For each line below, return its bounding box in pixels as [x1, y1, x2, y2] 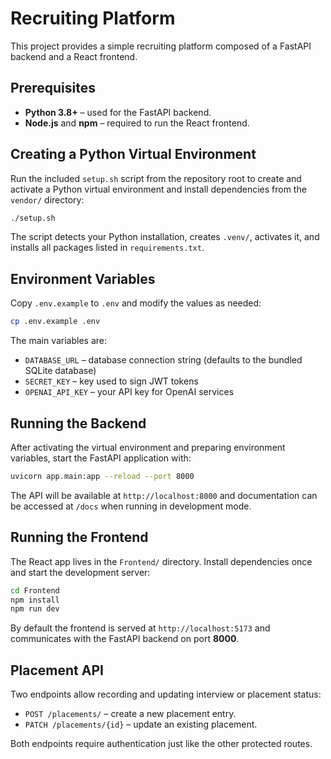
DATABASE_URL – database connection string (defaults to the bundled [24, 354, 303, 366]
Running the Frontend [10, 529, 149, 546]
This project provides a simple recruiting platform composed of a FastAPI [10, 40, 312, 52]
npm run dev [10, 604, 60, 614]
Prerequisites [10, 80, 96, 97]
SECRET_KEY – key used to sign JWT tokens [24, 375, 199, 387]
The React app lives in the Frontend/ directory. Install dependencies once [10, 555, 313, 567]
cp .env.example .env [10, 317, 101, 327]
